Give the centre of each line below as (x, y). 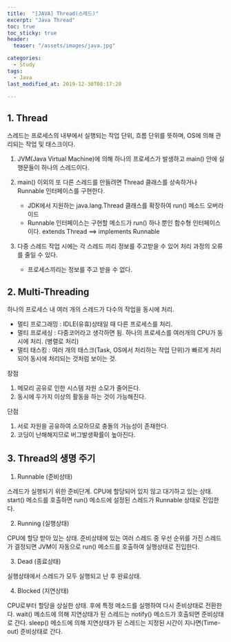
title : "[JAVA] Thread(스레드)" (53, 13)
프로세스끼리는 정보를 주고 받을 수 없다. (80, 270)
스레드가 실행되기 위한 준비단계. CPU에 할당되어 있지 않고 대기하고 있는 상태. (110, 491)
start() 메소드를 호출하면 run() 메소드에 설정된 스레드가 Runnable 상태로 (104, 499)
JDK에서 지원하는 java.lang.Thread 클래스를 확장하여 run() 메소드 (116, 205)
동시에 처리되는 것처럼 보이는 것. (73, 358)
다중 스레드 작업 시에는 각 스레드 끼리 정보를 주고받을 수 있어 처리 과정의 (113, 246)
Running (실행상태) (43, 523)
